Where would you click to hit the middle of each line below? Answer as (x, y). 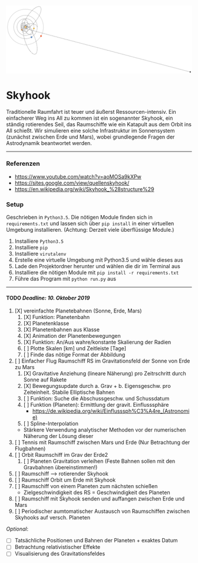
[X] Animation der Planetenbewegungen (72, 336)
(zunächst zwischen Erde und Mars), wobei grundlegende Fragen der (90, 137)
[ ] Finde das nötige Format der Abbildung (74, 355)
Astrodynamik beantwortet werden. (49, 143)
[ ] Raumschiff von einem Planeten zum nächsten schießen (86, 486)
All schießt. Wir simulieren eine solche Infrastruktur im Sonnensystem (90, 130)
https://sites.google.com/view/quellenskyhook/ (72, 183)
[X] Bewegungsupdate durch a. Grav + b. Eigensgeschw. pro (97, 386)
